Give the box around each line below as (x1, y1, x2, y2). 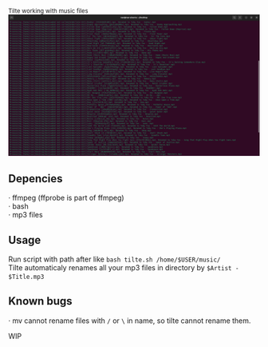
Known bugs (8, 294, 73, 308)
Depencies (8, 172, 63, 185)
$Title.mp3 (8, 273, 45, 281)
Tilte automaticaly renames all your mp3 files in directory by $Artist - (8, 262, 239, 272)
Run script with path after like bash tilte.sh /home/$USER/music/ (8, 254, 221, 264)
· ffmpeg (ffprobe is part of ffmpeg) (8, 193, 125, 203)
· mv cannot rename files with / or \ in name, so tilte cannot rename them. (8, 316, 251, 325)
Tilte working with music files (8, 6, 89, 15)
